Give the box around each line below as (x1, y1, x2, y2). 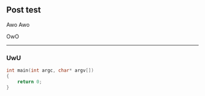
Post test (6, 5, 41, 15)
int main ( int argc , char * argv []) (6, 67, 95, 74)
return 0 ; (17, 78, 43, 84)
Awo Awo (6, 21, 30, 28)
